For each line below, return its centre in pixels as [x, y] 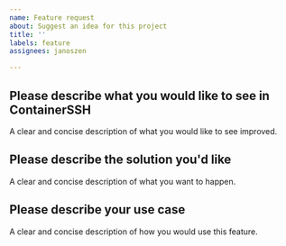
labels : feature [40, 43]
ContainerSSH [51, 109]
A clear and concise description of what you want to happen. [123, 181]
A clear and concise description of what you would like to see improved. [143, 131]
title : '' [28, 34]
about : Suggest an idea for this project [88, 26]
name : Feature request [52, 18]
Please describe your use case [97, 210]
